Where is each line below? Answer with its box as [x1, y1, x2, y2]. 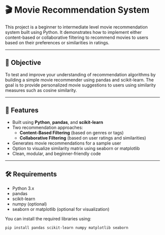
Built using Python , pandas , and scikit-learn [12, 119, 103, 125]
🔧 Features [5, 106, 39, 115]
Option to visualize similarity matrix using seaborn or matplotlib [12, 145, 140, 151]
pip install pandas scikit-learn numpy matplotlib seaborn [5, 225, 129, 231]
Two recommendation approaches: [12, 124, 83, 130]
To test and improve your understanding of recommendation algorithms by [5, 71, 156, 77]
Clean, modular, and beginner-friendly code [12, 150, 101, 156]
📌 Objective [5, 59, 41, 67]
